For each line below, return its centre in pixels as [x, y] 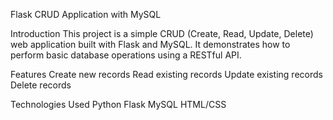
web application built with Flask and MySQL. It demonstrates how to [150, 44]
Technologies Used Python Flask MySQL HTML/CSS [118, 104]
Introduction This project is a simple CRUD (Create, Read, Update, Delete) [162, 33]
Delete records [41, 85]
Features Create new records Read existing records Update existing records [166, 74]
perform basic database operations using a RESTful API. [126, 55]
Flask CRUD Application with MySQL [86, 14]
